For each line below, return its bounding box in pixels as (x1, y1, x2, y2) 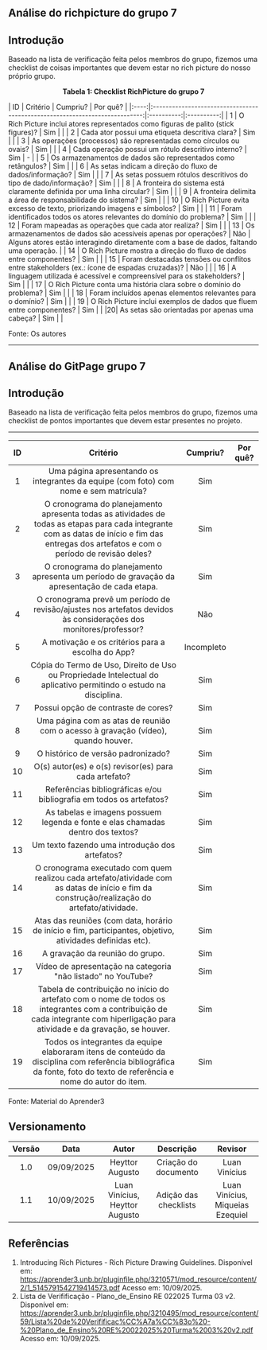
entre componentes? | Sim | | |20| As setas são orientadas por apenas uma (8, 305, 254, 315)
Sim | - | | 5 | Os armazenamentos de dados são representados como (8, 153, 235, 162)
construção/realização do (55, 893, 152, 904)
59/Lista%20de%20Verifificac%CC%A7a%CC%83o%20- (19, 1317, 211, 1327)
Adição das (156, 1189, 199, 1200)
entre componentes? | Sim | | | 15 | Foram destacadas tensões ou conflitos (8, 255, 252, 264)
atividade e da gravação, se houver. (37, 1024, 171, 1035)
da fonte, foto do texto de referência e (33, 1066, 175, 1077)
